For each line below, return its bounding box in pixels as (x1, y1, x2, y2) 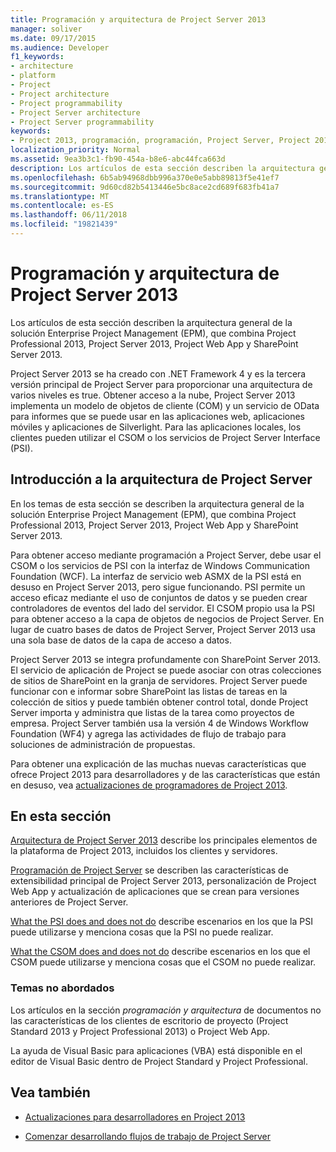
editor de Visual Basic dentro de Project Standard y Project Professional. (10, 1055, 308, 1067)
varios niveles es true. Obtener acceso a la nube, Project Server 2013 (10, 389, 296, 401)
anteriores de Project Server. (10, 896, 129, 908)
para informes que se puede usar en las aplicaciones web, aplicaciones (10, 410, 306, 422)
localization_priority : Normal (10, 145, 141, 155)
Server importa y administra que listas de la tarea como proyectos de (10, 706, 295, 718)
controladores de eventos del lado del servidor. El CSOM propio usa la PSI (10, 602, 315, 614)
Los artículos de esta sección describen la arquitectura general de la (10, 316, 293, 328)
